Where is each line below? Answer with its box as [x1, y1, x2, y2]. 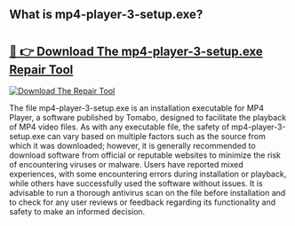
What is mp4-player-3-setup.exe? [9, 7, 203, 22]
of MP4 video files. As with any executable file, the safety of [9, 121, 229, 132]
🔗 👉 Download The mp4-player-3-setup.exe [9, 43, 264, 58]
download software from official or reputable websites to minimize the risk [9, 150, 282, 160]
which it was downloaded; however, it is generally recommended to [9, 141, 256, 151]
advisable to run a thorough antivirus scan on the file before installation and [9, 188, 286, 198]
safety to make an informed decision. [9, 207, 146, 216]
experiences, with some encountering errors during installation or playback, [9, 168, 287, 179]
